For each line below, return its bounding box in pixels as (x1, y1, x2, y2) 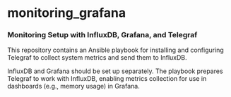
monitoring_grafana (7, 5, 126, 21)
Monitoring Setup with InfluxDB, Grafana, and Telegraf (7, 30, 198, 40)
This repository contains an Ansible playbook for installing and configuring (7, 46, 224, 54)
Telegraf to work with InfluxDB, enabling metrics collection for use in (7, 75, 207, 83)
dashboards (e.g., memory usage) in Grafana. (7, 82, 140, 91)
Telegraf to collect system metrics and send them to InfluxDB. (7, 53, 187, 62)
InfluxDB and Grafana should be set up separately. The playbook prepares (7, 67, 224, 75)
